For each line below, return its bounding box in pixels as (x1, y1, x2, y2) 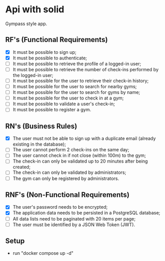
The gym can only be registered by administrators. (12, 175, 120, 182)
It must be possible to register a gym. (12, 107, 91, 113)
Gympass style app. (5, 21, 48, 27)
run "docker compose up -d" (12, 250, 74, 256)
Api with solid (5, 4, 65, 15)
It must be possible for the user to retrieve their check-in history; (12, 78, 149, 84)
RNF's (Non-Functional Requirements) (5, 190, 130, 199)
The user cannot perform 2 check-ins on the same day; (12, 147, 129, 153)
